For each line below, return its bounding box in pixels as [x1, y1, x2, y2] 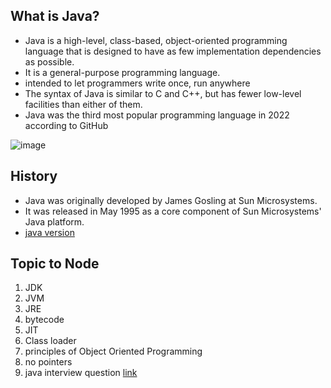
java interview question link [24, 367, 138, 379]
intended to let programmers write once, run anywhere [24, 77, 251, 89]
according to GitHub [24, 119, 109, 131]
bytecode [24, 314, 65, 326]
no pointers [24, 356, 73, 368]
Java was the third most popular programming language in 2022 [24, 109, 290, 121]
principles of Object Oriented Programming [24, 345, 203, 358]
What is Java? [10, 8, 100, 25]
